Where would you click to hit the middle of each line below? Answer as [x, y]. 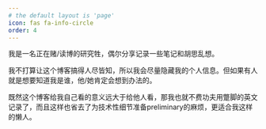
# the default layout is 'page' [61, 15]
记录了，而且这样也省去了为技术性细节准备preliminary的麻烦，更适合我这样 [131, 107]
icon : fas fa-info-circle [51, 23]
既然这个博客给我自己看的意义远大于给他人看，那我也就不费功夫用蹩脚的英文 [133, 97]
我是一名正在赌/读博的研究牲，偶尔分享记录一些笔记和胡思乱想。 [114, 54]
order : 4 [23, 30]
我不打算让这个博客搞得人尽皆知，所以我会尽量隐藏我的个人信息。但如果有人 [133, 70]
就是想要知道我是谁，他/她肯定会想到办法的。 [82, 81]
